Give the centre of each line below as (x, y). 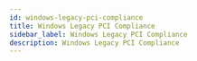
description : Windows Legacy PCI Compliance (94, 43)
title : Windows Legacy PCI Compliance (82, 26)
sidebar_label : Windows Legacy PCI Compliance (98, 34)
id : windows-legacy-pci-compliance (76, 17)
